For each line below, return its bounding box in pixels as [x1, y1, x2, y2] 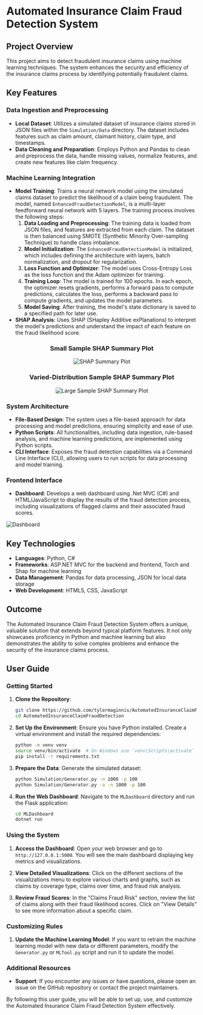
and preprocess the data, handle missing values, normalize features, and [15, 152, 197, 159]
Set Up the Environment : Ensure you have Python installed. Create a [15, 724, 187, 731]
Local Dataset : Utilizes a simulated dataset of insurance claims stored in [15, 119, 196, 127]
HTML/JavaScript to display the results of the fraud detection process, [15, 496, 191, 504]
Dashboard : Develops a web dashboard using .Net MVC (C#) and [15, 490, 179, 497]
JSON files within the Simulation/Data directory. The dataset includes [15, 126, 189, 133]
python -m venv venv [15, 742, 67, 748]
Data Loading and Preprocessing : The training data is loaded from [24, 219, 191, 227]
